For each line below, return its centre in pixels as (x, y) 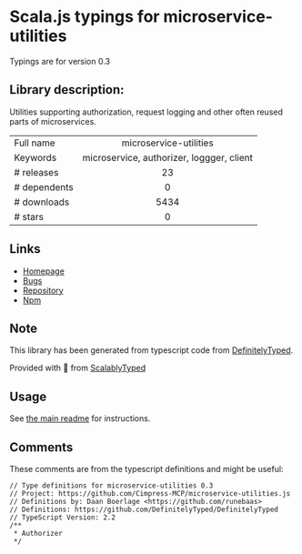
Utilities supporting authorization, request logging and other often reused (146, 112)
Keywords (35, 157)
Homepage (44, 271)
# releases (36, 172)
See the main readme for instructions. (80, 418)
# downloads (42, 202)
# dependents (44, 186)
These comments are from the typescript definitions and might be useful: (146, 469)
